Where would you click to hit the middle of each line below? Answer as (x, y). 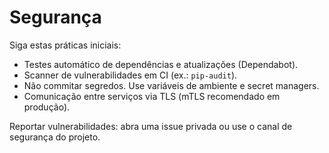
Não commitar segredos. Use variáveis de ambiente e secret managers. (171, 85)
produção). (47, 107)
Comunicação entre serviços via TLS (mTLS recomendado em (152, 96)
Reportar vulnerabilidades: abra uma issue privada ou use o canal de (151, 126)
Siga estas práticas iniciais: (65, 45)
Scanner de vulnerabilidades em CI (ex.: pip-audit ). (130, 75)
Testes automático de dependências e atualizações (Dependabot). (161, 64)
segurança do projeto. (55, 137)
